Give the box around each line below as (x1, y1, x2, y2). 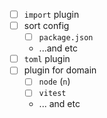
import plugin (23, 9, 80, 20)
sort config (23, 20, 70, 32)
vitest (38, 89, 67, 99)
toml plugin (23, 53, 71, 65)
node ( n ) (38, 75, 71, 88)
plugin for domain (23, 64, 97, 76)
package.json (38, 33, 94, 43)
